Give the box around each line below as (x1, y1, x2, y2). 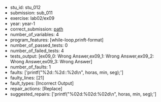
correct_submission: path (10, 26, 63, 32)
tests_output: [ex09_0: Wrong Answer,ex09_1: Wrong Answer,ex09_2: (10, 53, 154, 59)
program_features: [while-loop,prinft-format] (10, 37, 104, 43)
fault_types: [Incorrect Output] (10, 80, 74, 86)
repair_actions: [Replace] (10, 86, 62, 91)
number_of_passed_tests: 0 (10, 42, 68, 48)
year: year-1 (10, 20, 36, 27)
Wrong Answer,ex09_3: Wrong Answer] (10, 59, 92, 64)
